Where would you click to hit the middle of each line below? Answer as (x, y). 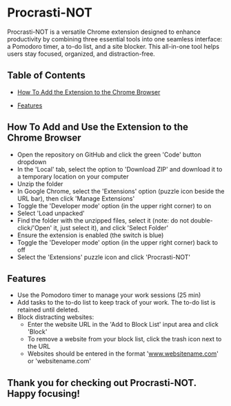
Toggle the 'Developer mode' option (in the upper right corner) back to (118, 242)
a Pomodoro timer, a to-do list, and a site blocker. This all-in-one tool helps (113, 46)
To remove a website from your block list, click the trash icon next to (124, 339)
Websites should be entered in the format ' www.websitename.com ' (123, 354)
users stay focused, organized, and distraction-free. (81, 54)
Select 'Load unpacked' (51, 213)
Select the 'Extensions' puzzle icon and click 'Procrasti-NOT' (104, 257)
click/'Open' (34, 227)
